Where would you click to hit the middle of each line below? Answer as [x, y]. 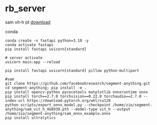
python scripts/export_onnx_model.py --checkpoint [58, 105]
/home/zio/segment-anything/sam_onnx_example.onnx [58, 113]
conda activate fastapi [29, 45]
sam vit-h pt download [28, 22]
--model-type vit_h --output [101, 109]
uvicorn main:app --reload [33, 62]
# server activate [24, 58]
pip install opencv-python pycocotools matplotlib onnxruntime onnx [77, 92]
